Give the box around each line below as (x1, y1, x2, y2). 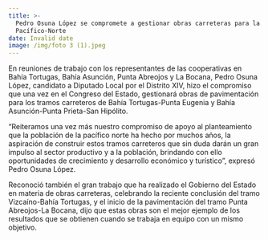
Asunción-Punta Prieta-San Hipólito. (8, 106, 128, 116)
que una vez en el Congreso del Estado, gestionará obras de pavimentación (8, 89, 259, 99)
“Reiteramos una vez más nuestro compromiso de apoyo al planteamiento (8, 122, 253, 132)
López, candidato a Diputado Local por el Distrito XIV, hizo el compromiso (8, 81, 252, 91)
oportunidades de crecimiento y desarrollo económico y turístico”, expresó (8, 156, 255, 165)
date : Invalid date (8, 34, 74, 43)
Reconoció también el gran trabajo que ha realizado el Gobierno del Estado (8, 180, 257, 189)
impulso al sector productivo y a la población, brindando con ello (8, 148, 222, 157)
